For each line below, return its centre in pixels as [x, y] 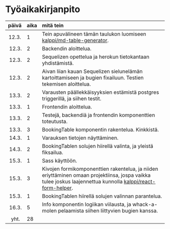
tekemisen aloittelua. [67, 84]
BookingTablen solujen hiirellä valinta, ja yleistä [98, 146]
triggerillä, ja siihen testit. [72, 98]
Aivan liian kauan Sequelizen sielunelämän [92, 71]
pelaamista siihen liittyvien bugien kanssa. [108, 210]
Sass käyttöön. [60, 161]
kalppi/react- [140, 181]
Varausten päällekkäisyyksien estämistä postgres [101, 92]
